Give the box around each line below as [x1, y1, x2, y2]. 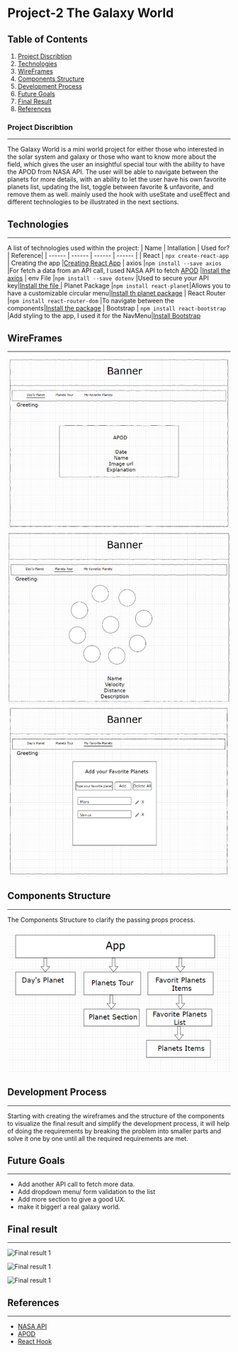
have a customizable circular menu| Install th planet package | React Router [7, 289, 226, 298]
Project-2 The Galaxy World [7, 5, 174, 21]
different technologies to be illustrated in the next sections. [7, 198, 179, 206]
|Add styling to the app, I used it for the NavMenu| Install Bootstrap [7, 312, 201, 320]
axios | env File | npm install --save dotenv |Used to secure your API [7, 274, 209, 283]
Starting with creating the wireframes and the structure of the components [7, 1111, 225, 1120]
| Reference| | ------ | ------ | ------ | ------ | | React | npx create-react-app [7, 252, 229, 260]
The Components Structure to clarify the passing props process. [7, 916, 196, 924]
